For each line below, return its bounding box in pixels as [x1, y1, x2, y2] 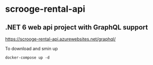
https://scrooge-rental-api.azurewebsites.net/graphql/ [5, 36, 116, 42]
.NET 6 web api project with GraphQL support [5, 23, 148, 32]
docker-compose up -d [5, 55, 50, 60]
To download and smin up [5, 46, 58, 51]
